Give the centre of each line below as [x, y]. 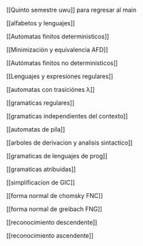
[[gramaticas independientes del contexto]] [67, 116]
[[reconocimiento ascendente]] [50, 235]
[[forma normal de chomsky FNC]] [55, 196]
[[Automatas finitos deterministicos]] [58, 36]
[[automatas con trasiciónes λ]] [50, 89]
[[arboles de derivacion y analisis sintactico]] [69, 143]
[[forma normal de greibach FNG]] [54, 209]
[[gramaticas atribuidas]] [41, 169]
